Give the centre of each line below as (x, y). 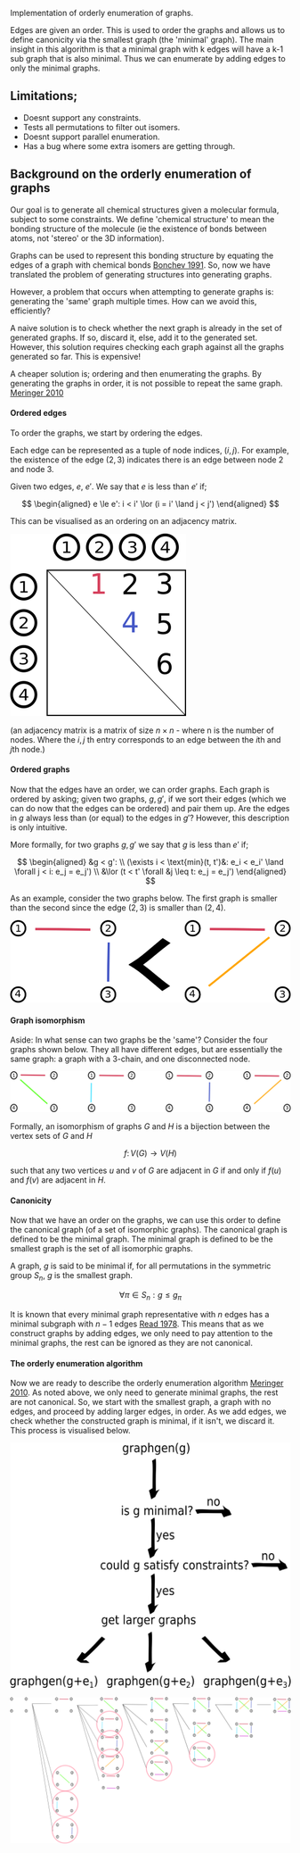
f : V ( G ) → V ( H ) (150, 1153)
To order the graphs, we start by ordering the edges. (106, 433)
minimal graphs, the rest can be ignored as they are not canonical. (131, 1343)
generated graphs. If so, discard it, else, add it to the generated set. (134, 337)
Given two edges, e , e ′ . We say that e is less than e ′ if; (109, 486)
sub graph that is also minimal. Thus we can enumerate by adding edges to (148, 58)
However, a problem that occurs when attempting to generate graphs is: (142, 291)
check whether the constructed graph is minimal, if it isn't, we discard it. (142, 1421)
